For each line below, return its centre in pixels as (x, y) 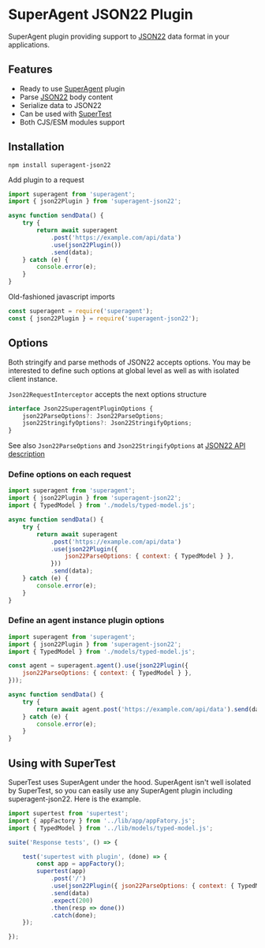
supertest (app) (62, 871)
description (27, 454)
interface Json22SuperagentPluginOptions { (81, 409)
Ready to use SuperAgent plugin (72, 88)
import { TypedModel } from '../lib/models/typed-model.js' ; (111, 828)
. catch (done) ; (73, 915)
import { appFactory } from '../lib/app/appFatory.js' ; (102, 821)
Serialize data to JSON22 (60, 105)
